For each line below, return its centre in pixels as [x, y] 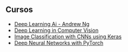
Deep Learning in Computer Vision [56, 30]
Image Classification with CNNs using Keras [68, 36]
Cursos [19, 10]
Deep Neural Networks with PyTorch [59, 43]
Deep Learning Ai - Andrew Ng [52, 24]
